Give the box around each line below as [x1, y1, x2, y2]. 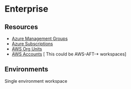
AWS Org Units [11, 46, 42, 52]
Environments [4, 65, 49, 73]
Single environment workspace [4, 78, 68, 84]
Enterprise [4, 3, 49, 15]
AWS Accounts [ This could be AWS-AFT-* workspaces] [11, 51, 127, 57]
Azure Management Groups [11, 36, 68, 41]
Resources [4, 23, 38, 31]
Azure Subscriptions [11, 41, 53, 47]
